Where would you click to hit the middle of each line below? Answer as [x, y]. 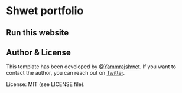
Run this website [38, 33]
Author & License [38, 52]
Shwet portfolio [45, 11]
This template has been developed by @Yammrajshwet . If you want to [91, 67]
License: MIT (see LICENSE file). [45, 84]
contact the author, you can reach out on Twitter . [66, 73]
